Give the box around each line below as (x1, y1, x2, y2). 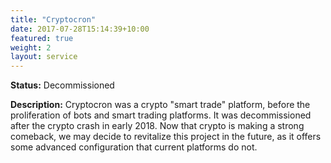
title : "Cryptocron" (10, 14, 97, 25)
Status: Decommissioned (10, 79, 115, 91)
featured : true (10, 33, 74, 43)
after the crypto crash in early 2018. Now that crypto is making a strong (10, 120, 305, 132)
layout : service (10, 52, 78, 62)
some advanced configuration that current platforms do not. (10, 141, 258, 153)
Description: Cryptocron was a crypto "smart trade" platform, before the (10, 99, 311, 111)
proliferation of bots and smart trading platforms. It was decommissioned (10, 109, 312, 121)
